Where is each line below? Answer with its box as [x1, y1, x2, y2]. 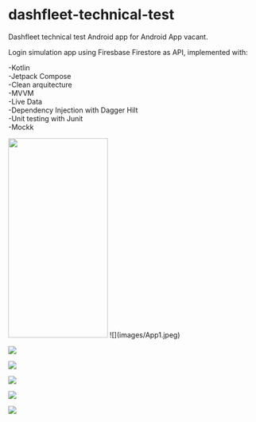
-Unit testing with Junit [8, 113, 83, 123]
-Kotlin [8, 62, 30, 73]
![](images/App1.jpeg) [109, 329, 180, 340]
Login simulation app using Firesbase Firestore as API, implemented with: [8, 47, 248, 57]
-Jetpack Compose [8, 71, 72, 81]
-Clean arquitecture [8, 80, 73, 89]
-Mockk [8, 122, 34, 132]
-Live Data [8, 97, 42, 106]
